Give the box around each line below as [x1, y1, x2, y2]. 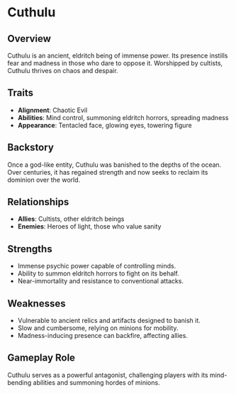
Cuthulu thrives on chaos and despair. [7, 67, 118, 75]
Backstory [7, 141, 55, 153]
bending [7, 378, 32, 387]
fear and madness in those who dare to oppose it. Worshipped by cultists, [7, 59, 223, 67]
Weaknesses [7, 297, 66, 310]
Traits [7, 87, 34, 99]
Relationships [7, 196, 69, 208]
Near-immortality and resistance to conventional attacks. [17, 277, 184, 285]
